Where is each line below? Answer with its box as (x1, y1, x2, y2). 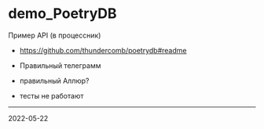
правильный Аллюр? (19, 76, 90, 85)
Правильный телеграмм (19, 60, 101, 70)
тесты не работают (19, 91, 84, 100)
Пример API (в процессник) (8, 30, 101, 40)
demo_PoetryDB (8, 5, 117, 23)
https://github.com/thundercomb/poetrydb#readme (19, 45, 187, 55)
